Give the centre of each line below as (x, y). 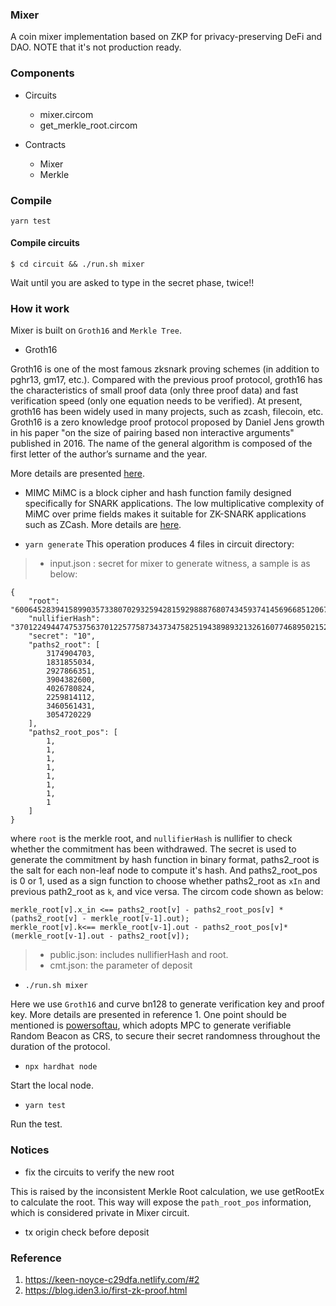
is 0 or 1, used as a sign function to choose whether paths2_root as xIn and (165, 881)
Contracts (45, 144)
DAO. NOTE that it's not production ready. (96, 47)
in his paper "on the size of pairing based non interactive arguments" (152, 433)
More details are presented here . (77, 474)
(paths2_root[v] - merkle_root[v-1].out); (100, 919)
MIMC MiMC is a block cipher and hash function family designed (158, 493)
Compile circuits (45, 243)
